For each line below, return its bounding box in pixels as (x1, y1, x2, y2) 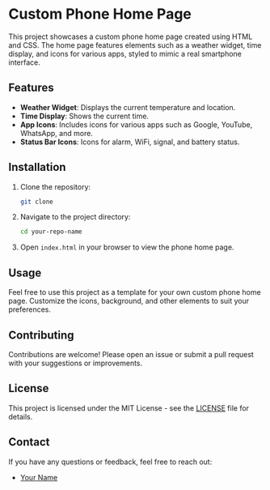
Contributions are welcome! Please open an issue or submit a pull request (8, 349, 255, 359)
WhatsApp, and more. (19, 128, 93, 138)
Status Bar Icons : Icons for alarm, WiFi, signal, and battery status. (19, 137, 240, 147)
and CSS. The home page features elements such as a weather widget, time (8, 40, 262, 49)
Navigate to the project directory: (19, 212, 131, 222)
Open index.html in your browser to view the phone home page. (19, 242, 234, 252)
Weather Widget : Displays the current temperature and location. (19, 102, 236, 112)
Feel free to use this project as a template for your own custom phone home (8, 288, 261, 297)
